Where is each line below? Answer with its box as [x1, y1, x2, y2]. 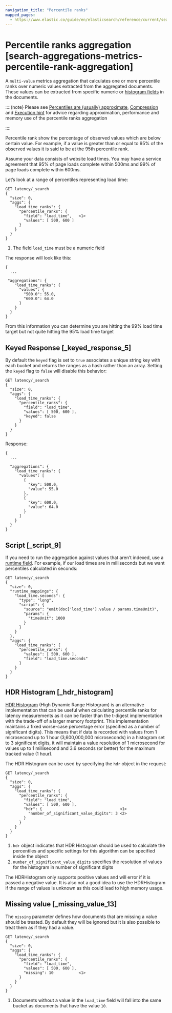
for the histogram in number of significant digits [12, 864, 114, 870]
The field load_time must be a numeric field [12, 245, 105, 251]
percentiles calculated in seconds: [5, 565, 78, 571]
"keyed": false [24, 414, 56, 419]
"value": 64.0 [28, 505, 58, 510]
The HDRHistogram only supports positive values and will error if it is [5, 874, 151, 880]
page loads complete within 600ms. [5, 167, 81, 173]
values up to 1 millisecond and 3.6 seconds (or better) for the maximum [5, 745, 156, 751]
